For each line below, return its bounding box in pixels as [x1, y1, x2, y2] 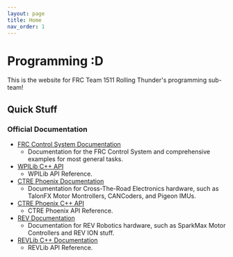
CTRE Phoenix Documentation [17, 177, 104, 185]
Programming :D [7, 53, 104, 69]
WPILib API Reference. [27, 169, 93, 178]
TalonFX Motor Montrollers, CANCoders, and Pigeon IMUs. [27, 192, 196, 200]
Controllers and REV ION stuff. [27, 229, 115, 237]
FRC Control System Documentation [17, 140, 122, 148]
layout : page [7, 10, 45, 17]
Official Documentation [7, 124, 88, 134]
